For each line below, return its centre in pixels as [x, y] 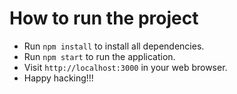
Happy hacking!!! [58, 78]
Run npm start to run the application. [99, 56]
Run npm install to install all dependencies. [114, 46]
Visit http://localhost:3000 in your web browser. [125, 67]
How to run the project [104, 18]
